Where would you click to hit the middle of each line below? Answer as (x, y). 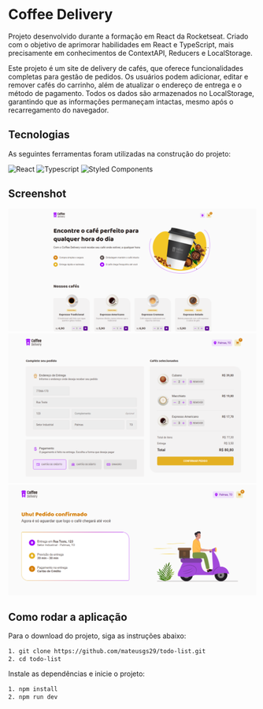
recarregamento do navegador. (59, 110)
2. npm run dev (33, 697)
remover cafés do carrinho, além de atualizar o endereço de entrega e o (125, 85)
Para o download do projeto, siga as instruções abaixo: (97, 636)
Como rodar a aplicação (68, 617)
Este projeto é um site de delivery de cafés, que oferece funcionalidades (126, 68)
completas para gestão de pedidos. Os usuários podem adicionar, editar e (128, 76)
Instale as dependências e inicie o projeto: (77, 674)
